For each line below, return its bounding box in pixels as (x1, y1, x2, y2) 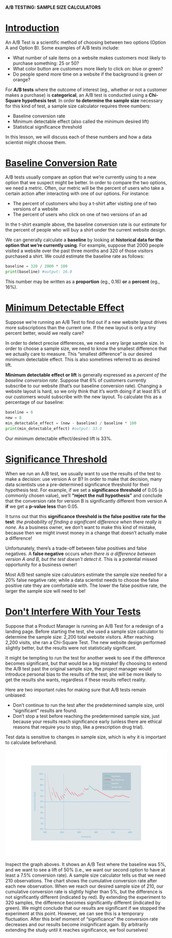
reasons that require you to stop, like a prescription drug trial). (12, 723, 144, 730)
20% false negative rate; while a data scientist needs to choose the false (5, 577, 159, 583)
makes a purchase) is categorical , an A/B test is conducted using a (5, 92, 148, 98)
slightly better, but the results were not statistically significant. (5, 645, 137, 651)
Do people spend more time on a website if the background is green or (12, 71, 163, 77)
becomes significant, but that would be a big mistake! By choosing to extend (5, 660, 167, 666)
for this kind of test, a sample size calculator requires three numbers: (5, 103, 151, 109)
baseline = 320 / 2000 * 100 (5, 264, 68, 269)
